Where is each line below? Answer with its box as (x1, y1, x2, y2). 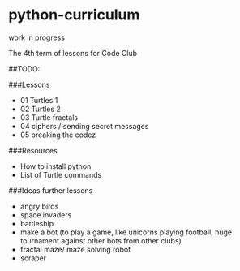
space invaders (19, 209, 72, 220)
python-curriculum (8, 6, 140, 24)
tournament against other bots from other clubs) (19, 235, 182, 245)
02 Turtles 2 (19, 104, 61, 114)
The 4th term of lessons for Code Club (8, 48, 138, 58)
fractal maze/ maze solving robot (19, 244, 131, 254)
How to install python (19, 161, 92, 171)
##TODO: (8, 63, 41, 74)
